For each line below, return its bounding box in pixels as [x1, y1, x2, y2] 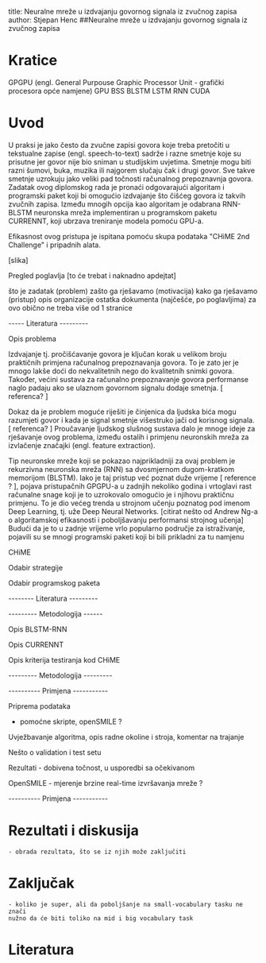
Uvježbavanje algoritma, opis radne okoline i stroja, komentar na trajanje [8, 732, 245, 741]
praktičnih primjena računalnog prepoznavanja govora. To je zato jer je [8, 358, 240, 367]
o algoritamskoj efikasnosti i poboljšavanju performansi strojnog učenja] [8, 515, 244, 524]
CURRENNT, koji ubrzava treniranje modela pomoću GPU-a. [8, 216, 204, 226]
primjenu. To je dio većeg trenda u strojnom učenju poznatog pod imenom [8, 498, 251, 508]
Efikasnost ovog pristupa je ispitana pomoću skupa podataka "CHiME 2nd [8, 231, 250, 241]
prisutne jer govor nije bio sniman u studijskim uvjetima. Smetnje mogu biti [8, 157, 252, 166]
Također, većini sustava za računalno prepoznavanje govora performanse [8, 374, 249, 384]
